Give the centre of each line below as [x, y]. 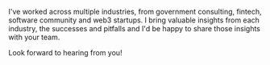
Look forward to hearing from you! [65, 53]
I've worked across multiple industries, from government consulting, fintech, [135, 12]
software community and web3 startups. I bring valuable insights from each [134, 20]
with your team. [34, 37]
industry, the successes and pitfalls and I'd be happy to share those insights [134, 28]
